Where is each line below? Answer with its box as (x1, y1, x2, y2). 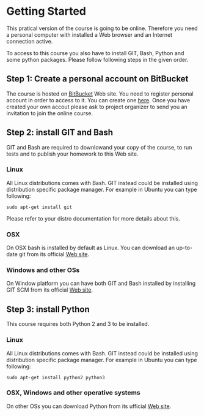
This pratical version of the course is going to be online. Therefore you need (6, 25, 198, 32)
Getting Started (6, 4, 87, 18)
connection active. (6, 37, 53, 45)
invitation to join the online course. (6, 109, 93, 117)
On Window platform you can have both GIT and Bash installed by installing (6, 280, 196, 287)
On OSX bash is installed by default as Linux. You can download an (6, 244, 175, 252)
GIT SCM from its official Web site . (6, 286, 93, 293)
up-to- (176, 244, 193, 252)
